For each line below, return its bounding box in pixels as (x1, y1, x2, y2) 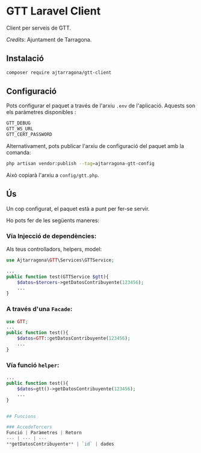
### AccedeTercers (6, 424, 52, 430)
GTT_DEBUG (6, 120, 31, 126)
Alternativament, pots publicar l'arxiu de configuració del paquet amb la (6, 143, 185, 150)
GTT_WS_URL (6, 126, 34, 132)
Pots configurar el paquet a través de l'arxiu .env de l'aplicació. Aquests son (6, 102, 196, 109)
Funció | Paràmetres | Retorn (6, 430, 82, 436)
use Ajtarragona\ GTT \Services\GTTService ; (6, 257, 114, 263)
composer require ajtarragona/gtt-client (6, 69, 112, 75)
